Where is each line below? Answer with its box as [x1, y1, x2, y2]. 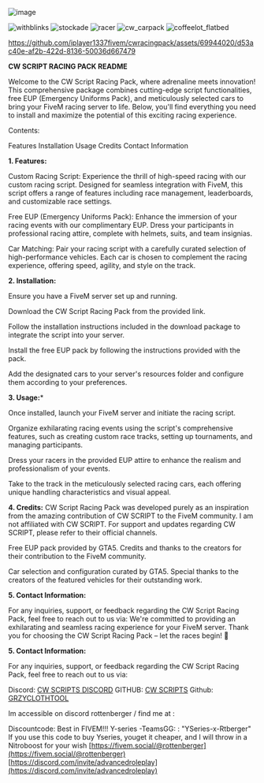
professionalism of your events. [8, 464, 110, 473]
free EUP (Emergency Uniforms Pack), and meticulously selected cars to [8, 94, 244, 103]
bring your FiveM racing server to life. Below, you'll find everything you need [8, 103, 256, 111]
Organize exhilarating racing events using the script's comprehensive [8, 423, 234, 433]
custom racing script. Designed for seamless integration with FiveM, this [8, 180, 244, 189]
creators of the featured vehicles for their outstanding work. [8, 576, 203, 584]
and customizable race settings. [8, 197, 113, 206]
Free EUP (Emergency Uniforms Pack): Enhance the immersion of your [8, 212, 238, 221]
